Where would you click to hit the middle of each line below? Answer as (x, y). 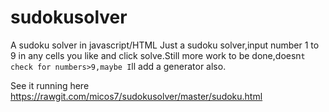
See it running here (50, 85)
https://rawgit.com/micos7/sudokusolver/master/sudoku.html (136, 96)
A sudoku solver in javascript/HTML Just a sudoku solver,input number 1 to (165, 45)
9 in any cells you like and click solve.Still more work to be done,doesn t (158, 55)
